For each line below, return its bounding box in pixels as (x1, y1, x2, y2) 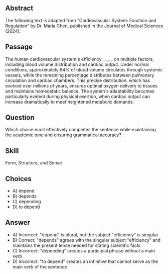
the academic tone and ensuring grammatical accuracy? (5, 132, 122, 138)
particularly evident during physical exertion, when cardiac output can (5, 93, 150, 100)
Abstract (5, 4, 34, 13)
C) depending (12, 199, 41, 205)
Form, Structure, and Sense (5, 160, 62, 166)
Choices (5, 174, 32, 183)
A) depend (12, 188, 35, 194)
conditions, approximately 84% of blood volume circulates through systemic (5, 66, 163, 72)
